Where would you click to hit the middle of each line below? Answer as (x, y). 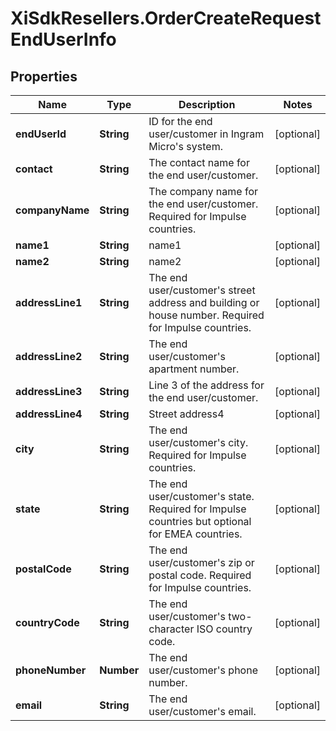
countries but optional (200, 521)
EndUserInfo (63, 39)
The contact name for (199, 162)
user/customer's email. (202, 711)
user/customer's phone (203, 670)
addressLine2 (49, 356)
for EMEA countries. (195, 534)
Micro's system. (185, 146)
